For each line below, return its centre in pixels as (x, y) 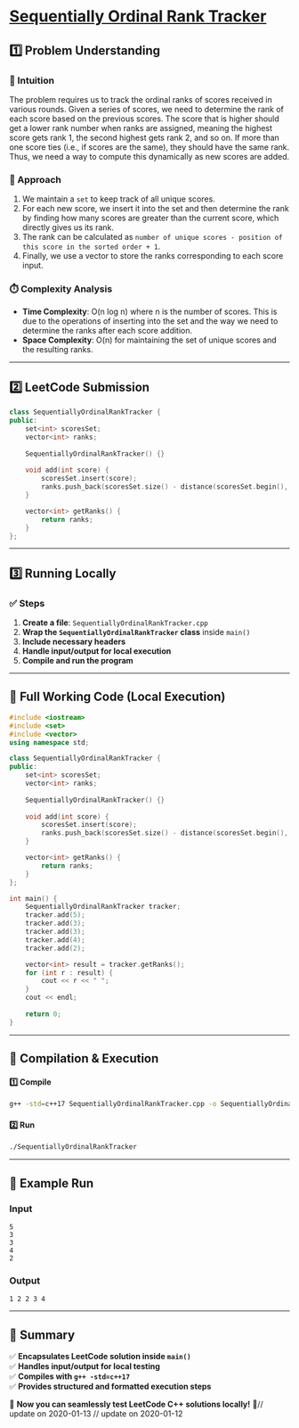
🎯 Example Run (52, 1183)
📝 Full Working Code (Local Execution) (117, 697)
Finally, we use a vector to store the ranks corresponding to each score (153, 256)
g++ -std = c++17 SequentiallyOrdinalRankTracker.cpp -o (113, 1104)
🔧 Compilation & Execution (84, 1059)
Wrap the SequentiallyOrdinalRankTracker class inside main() (136, 632)
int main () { (33, 898)
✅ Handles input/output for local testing (85, 1366)
